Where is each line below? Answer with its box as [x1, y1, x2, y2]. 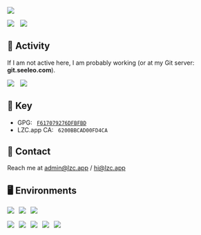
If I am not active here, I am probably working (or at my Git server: [7, 59, 195, 67]
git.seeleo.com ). [7, 65, 56, 74]
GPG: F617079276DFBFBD [17, 118, 87, 127]
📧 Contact [7, 145, 51, 158]
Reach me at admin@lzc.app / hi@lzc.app [7, 164, 126, 172]
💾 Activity [7, 40, 50, 52]
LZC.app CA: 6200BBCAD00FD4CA [17, 125, 108, 134]
